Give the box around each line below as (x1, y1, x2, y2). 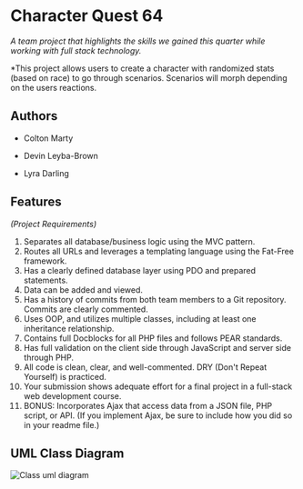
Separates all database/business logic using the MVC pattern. (23, 235, 256, 246)
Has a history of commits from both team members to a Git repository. (23, 294, 287, 304)
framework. (23, 255, 67, 266)
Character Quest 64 (10, 5, 164, 26)
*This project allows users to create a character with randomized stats (10, 63, 275, 74)
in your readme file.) (23, 419, 100, 430)
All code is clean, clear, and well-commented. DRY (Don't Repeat (23, 361, 268, 373)
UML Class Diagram (10, 445, 125, 461)
